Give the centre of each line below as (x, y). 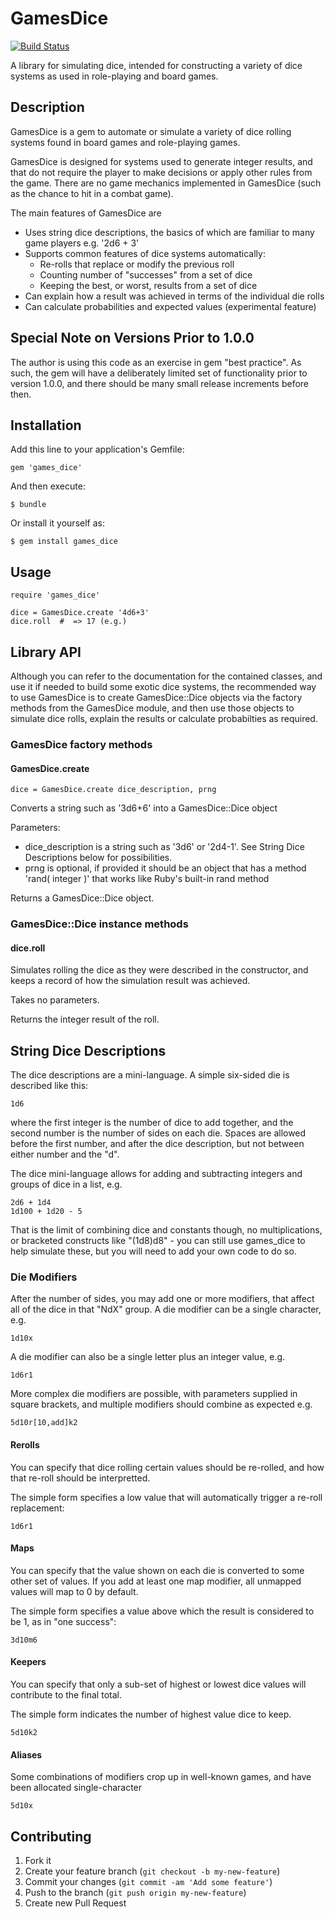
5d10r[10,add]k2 (44, 1423)
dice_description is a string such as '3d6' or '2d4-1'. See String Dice (164, 847)
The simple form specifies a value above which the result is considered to (162, 1611)
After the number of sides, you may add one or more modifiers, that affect (162, 1299)
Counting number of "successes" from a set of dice (146, 274)
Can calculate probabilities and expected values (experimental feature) (170, 306)
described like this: (49, 1086)
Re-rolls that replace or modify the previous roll (137, 264)
